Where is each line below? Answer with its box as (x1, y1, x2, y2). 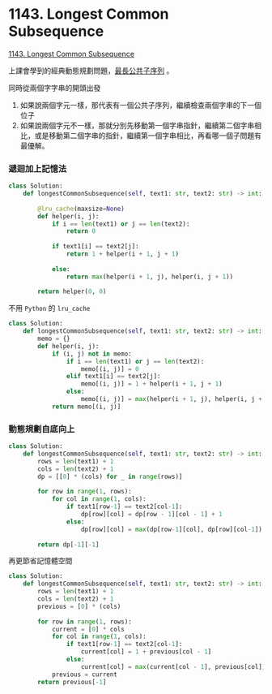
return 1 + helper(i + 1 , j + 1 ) (66, 250, 180, 258)
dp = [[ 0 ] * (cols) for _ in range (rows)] (37, 472, 183, 481)
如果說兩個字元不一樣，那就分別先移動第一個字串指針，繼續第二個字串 (19, 120, 255, 130)
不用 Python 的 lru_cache (8, 304, 91, 313)
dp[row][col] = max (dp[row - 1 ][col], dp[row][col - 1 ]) (80, 525, 263, 533)
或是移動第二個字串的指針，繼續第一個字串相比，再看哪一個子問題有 (34, 131, 261, 140)
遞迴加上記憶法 (8, 163, 67, 175)
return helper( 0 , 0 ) (37, 287, 107, 296)
